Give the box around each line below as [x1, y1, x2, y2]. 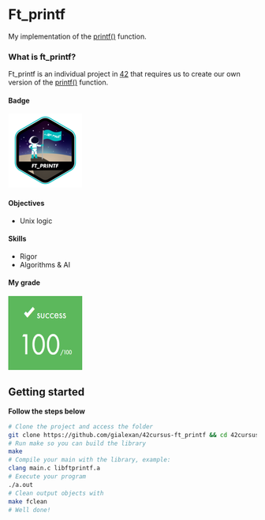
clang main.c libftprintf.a [8, 464, 101, 473]
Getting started [8, 385, 85, 399]
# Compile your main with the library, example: [8, 456, 171, 464]
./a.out [8, 481, 34, 488]
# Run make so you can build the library [8, 440, 147, 447]
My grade [8, 278, 41, 287]
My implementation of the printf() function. [8, 32, 147, 41]
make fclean [8, 497, 47, 506]
